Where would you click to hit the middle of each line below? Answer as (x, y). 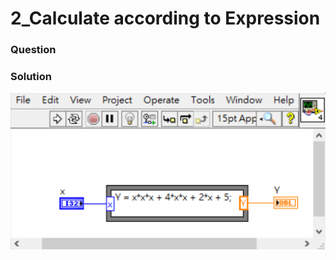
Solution (31, 77)
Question (33, 50)
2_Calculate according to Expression (165, 18)
